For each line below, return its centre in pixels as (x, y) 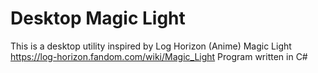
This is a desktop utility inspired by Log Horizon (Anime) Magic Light (151, 46)
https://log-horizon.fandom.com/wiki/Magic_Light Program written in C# (159, 56)
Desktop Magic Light (98, 18)
